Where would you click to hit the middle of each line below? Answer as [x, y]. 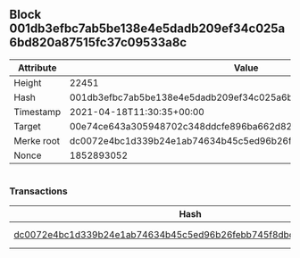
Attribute [37, 68]
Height [28, 82]
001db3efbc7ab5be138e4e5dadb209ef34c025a [147, 29]
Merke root [37, 140]
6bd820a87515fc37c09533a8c [98, 42]
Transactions [39, 191]
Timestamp [37, 112]
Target [28, 126]
